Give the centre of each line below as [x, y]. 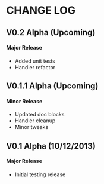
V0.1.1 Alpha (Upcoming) [52, 86]
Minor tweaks [31, 127]
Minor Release [24, 101]
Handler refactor [35, 67]
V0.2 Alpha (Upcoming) [51, 33]
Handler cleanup [35, 121]
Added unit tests [35, 61]
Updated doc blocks [40, 115]
